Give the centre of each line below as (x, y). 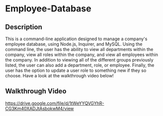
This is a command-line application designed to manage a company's (76, 39)
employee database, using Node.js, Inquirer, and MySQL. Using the (74, 44)
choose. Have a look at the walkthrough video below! (60, 76)
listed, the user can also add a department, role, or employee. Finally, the (80, 65)
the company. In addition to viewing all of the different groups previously (79, 60)
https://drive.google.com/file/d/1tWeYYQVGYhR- (55, 103)
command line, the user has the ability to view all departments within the (79, 49)
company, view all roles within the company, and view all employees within (81, 55)
